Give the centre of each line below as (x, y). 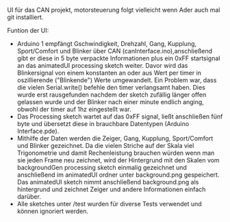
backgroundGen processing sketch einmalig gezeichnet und (102, 168)
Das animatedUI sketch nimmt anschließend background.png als (108, 182)
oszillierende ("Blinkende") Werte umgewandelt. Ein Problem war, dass (117, 80)
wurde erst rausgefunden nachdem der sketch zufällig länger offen (112, 95)
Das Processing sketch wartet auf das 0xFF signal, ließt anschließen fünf (120, 116)
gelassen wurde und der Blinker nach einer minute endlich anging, (110, 102)
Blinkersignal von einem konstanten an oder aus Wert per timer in (109, 73)
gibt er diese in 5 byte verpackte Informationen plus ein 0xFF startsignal (118, 58)
